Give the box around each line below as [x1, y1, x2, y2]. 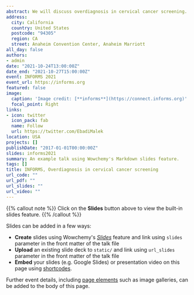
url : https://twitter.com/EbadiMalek [11, 128, 104, 135]
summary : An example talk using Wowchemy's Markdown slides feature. [6, 156, 180, 162]
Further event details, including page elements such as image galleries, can [6, 276, 189, 283]
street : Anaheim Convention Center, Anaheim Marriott [11, 42, 145, 48]
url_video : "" [6, 188, 41, 194]
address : [6, 14, 28, 20]
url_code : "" [6, 172, 38, 178]
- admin [6, 57, 25, 63]
